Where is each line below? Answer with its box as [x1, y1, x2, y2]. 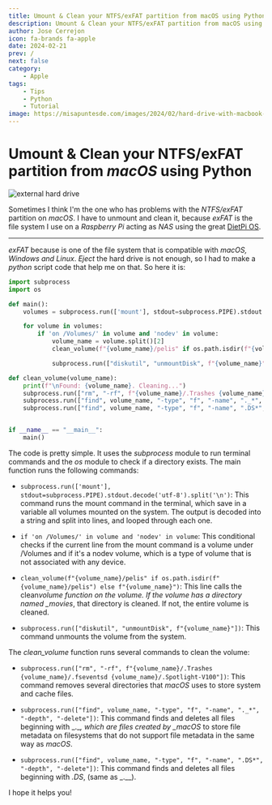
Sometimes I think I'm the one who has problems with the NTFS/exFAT [8, 204, 243, 214]
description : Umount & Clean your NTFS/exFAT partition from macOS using [8, 19, 263, 28]
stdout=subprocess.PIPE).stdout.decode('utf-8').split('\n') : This [19, 490, 249, 499]
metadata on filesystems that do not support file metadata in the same [19, 730, 255, 740]
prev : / [8, 49, 35, 58]
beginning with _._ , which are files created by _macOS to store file [19, 722, 241, 731]
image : [8, 110, 31, 118]
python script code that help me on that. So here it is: [8, 262, 186, 272]
